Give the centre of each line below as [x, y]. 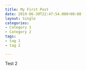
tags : [10, 37]
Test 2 [11, 63]
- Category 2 [18, 32]
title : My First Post [27, 9]
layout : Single [20, 18]
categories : [17, 23]
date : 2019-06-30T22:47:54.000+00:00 [43, 14]
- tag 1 [13, 41]
